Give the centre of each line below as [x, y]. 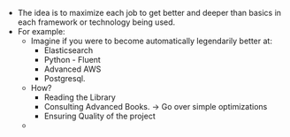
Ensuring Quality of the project [100, 116]
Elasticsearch [69, 50]
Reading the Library [80, 97]
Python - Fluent [72, 60]
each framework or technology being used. [96, 22]
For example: [41, 31]
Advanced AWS [72, 69]
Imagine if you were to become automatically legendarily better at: [151, 41]
